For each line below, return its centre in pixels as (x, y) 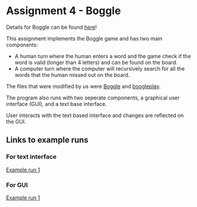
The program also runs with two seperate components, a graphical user (93, 98)
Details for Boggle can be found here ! (51, 27)
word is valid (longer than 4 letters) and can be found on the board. (96, 62)
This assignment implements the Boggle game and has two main (84, 38)
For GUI (17, 185)
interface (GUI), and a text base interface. (56, 103)
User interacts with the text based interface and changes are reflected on (95, 115)
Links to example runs (47, 140)
